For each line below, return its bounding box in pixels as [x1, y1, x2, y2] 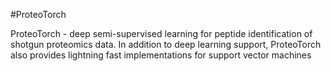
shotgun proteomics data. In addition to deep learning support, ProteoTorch [10, 39, 322, 50]
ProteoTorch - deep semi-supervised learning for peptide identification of [10, 28, 313, 39]
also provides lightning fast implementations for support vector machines [10, 49, 312, 61]
